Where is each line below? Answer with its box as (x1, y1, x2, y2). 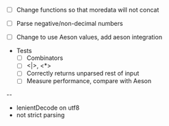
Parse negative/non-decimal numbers (16, 20, 124, 28)
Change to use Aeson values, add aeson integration (16, 33, 162, 42)
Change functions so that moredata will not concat (16, 6, 159, 14)
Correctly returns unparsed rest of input (26, 69, 140, 78)
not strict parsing (16, 111, 65, 119)
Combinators (26, 54, 64, 62)
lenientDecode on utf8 (16, 104, 80, 112)
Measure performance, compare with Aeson (26, 77, 152, 85)
